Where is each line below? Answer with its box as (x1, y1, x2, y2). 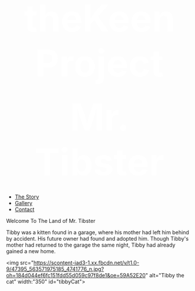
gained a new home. (6, 248, 56, 255)
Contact (14, 206, 34, 213)
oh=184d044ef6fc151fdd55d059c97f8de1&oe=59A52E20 (6, 272, 146, 279)
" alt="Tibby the (145, 272, 185, 279)
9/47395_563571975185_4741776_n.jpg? (6, 266, 104, 273)
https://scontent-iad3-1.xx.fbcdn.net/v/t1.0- (33, 259, 139, 266)
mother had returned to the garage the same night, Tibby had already (6, 241, 176, 248)
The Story (14, 193, 40, 200)
